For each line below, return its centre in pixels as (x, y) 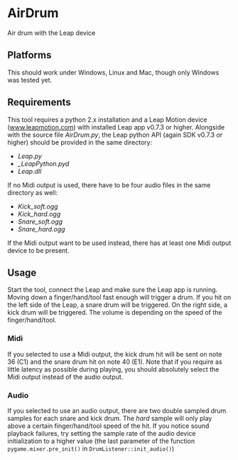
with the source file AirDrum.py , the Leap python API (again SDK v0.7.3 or (115, 135)
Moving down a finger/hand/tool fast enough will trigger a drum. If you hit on (119, 298)
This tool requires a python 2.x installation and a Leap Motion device (107, 120)
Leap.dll (29, 171)
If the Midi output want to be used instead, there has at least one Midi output (119, 243)
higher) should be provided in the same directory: (80, 142)
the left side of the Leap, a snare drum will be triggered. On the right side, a (118, 305)
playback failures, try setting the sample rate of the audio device (102, 433)
